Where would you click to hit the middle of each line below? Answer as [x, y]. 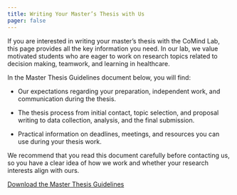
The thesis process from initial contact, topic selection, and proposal [118, 112]
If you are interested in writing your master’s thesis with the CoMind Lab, [114, 41]
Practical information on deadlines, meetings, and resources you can [118, 134]
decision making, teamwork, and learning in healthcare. [89, 63]
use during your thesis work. [59, 141]
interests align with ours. [43, 170]
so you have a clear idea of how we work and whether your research [108, 163]
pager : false [27, 21]
